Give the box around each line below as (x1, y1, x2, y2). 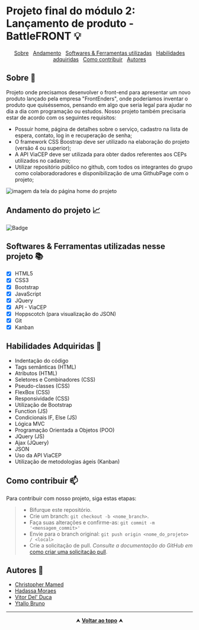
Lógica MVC (14, 420, 46, 427)
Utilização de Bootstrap (14, 401, 72, 408)
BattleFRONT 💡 (6, 30, 81, 43)
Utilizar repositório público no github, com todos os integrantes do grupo (14, 163, 193, 170)
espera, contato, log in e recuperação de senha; (14, 132, 132, 139)
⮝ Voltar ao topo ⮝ (76, 617, 123, 624)
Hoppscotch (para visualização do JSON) (14, 310, 117, 317)
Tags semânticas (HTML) (14, 363, 77, 371)
